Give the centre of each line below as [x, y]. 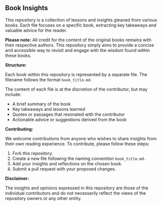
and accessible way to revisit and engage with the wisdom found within [78, 50]
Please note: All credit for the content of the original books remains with [78, 40]
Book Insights [27, 8]
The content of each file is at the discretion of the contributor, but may [76, 89]
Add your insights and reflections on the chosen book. [67, 163]
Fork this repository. [32, 153]
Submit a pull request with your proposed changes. [64, 169]
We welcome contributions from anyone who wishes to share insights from [81, 138]
